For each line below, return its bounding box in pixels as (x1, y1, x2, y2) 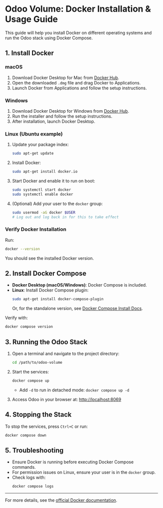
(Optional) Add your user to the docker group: (12, 201, 103, 206)
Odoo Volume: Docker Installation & (5, 3, 151, 15)
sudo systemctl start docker (12, 187, 71, 192)
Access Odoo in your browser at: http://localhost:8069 (12, 396, 121, 402)
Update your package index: (12, 142, 69, 148)
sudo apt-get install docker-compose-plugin (12, 297, 104, 302)
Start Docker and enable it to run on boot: (12, 178, 96, 184)
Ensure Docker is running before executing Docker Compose (12, 459, 134, 465)
